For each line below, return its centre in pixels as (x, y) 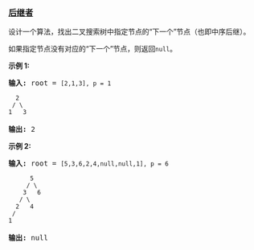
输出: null (28, 238)
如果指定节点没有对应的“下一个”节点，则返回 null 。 (92, 49)
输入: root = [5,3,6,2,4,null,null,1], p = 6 (88, 164)
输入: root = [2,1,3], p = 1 (60, 83)
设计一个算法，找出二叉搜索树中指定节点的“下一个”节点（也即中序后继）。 (129, 32)
